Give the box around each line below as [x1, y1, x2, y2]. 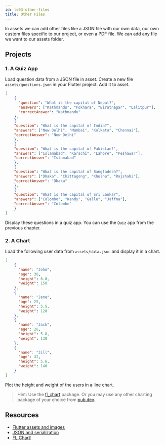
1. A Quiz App [5, 65, 38, 72]
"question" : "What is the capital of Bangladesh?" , [14, 169, 123, 175]
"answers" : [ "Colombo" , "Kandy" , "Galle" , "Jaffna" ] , [14, 197, 127, 202]
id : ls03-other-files [5, 7, 50, 12]
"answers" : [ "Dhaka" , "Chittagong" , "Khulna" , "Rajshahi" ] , [14, 174, 140, 178]
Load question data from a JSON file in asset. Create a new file [5, 76, 133, 82]
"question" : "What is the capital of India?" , [14, 123, 112, 129]
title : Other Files [5, 12, 45, 17]
